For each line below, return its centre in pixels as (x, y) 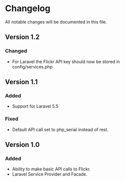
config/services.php (32, 66)
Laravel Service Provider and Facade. (50, 174)
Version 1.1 (21, 82)
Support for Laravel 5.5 (35, 106)
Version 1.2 (22, 37)
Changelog (28, 8)
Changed (16, 51)
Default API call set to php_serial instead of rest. (60, 130)
